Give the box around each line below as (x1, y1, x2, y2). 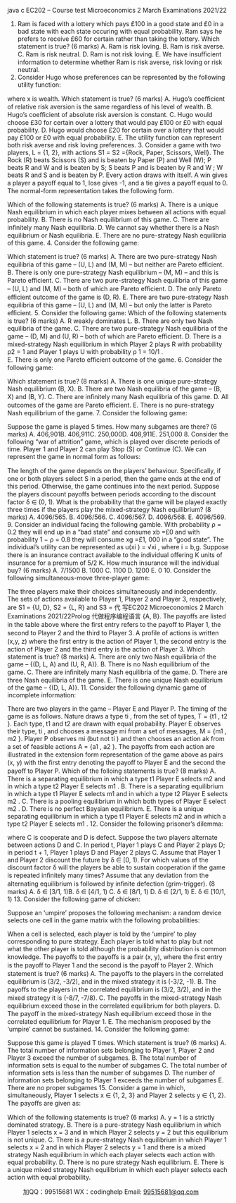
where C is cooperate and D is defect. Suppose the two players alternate (7, 833, 218, 841)
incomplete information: (7, 691, 77, 699)
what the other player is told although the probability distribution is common (7, 945, 227, 953)
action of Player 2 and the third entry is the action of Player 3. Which (7, 645, 205, 653)
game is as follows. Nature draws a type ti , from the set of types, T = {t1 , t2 (7, 712, 228, 720)
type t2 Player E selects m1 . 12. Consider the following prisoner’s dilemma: (7, 819, 223, 828)
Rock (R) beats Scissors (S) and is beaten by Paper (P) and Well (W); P (7, 156, 212, 164)
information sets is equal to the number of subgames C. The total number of (7, 1061, 228, 1069)
